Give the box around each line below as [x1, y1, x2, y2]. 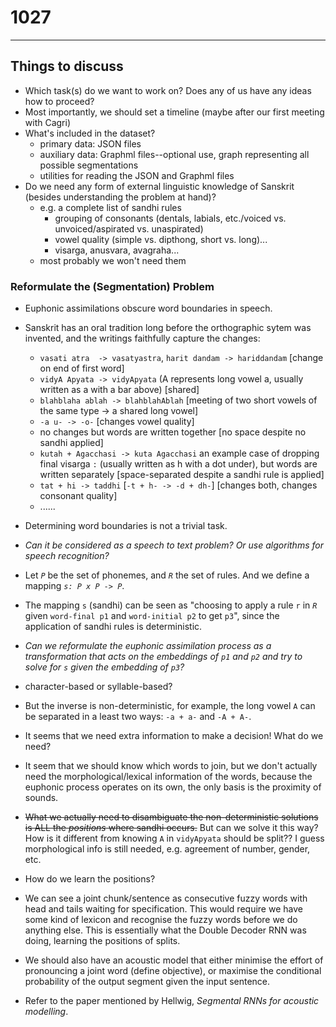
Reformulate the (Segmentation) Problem [10, 279, 215, 293]
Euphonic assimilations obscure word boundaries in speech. [24, 302, 273, 315]
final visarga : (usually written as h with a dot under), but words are [39, 458, 318, 470]
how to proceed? [24, 95, 95, 107]
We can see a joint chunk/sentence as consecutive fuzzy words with [24, 892, 308, 905]
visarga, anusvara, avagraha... [54, 244, 180, 256]
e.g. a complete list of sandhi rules [39, 201, 182, 213]
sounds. [24, 792, 59, 804]
